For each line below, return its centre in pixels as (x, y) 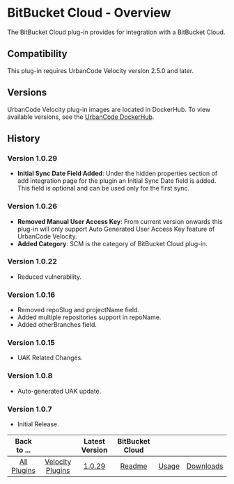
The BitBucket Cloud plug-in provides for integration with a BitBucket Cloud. (116, 32)
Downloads (205, 466)
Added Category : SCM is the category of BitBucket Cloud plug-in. (112, 243)
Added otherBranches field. (57, 325)
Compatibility (37, 54)
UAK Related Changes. (50, 358)
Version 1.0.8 (30, 376)
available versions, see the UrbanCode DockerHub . (81, 117)
